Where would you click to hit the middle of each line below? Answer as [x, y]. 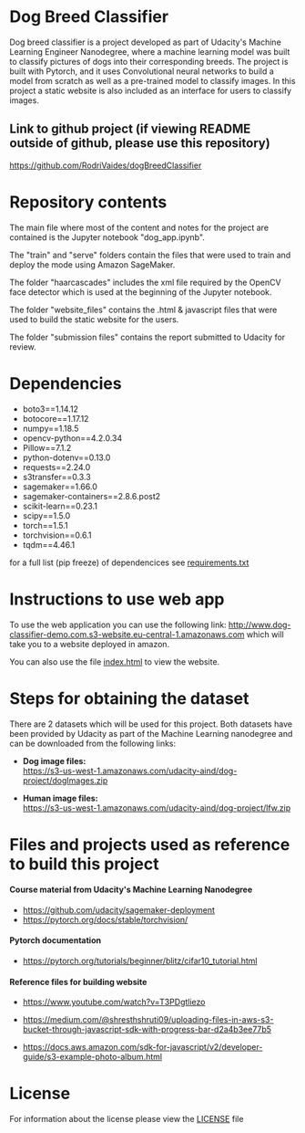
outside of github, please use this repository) [140, 143]
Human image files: [60, 798]
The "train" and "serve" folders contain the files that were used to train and [150, 255]
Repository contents [88, 202]
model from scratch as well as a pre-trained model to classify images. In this [152, 80]
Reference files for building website [78, 981]
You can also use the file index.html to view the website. [115, 661]
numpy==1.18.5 [51, 428]
